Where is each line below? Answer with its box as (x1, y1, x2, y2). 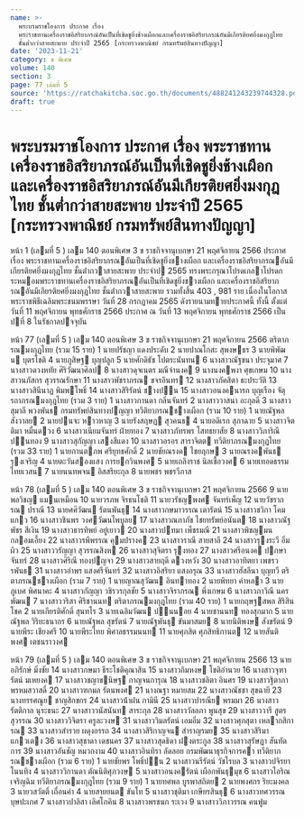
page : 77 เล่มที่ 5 (10, 80, 69, 89)
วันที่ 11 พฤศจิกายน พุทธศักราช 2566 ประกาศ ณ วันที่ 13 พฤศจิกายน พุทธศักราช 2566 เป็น (10, 306, 287, 317)
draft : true (10, 96, 55, 106)
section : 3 (10, 72, 51, 81)
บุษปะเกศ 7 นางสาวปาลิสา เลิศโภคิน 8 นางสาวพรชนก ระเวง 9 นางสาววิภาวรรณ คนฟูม (10, 796, 267, 807)
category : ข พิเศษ (10, 55, 72, 64)
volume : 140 (10, 64, 55, 73)
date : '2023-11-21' (10, 47, 84, 56)
